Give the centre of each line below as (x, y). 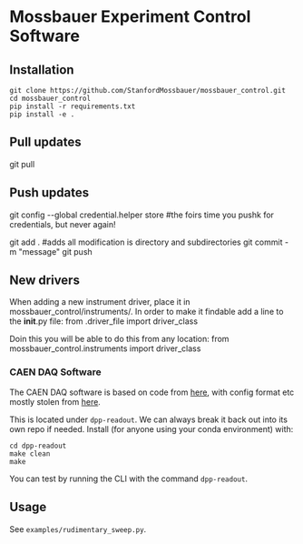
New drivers (44, 281)
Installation (42, 70)
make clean (30, 453)
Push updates (49, 193)
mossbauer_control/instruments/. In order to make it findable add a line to (147, 312)
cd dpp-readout (38, 446)
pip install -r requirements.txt (73, 106)
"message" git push (55, 251)
